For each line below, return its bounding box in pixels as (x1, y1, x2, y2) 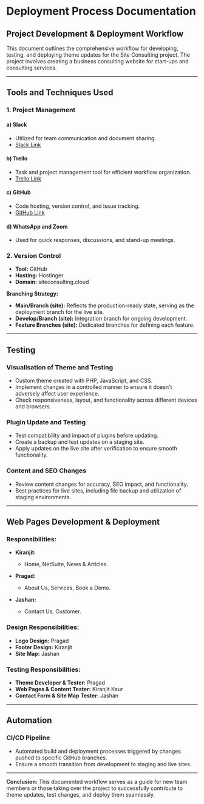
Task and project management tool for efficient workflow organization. (15, 168, 191, 176)
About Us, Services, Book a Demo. (24, 584, 111, 592)
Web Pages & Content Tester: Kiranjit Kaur (15, 685, 123, 692)
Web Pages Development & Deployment (6, 517, 160, 527)
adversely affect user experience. (15, 390, 100, 397)
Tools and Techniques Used (6, 87, 114, 98)
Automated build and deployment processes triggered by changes (15, 747, 182, 755)
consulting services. (6, 64, 57, 71)
